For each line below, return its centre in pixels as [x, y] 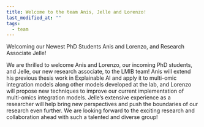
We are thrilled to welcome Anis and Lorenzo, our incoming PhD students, [100, 65]
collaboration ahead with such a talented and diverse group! [82, 117]
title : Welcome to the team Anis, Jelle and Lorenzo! [77, 12]
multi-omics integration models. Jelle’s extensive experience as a [89, 98]
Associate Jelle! [26, 53]
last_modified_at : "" [34, 18]
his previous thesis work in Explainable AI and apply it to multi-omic [92, 78]
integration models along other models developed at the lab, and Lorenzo [99, 85]
